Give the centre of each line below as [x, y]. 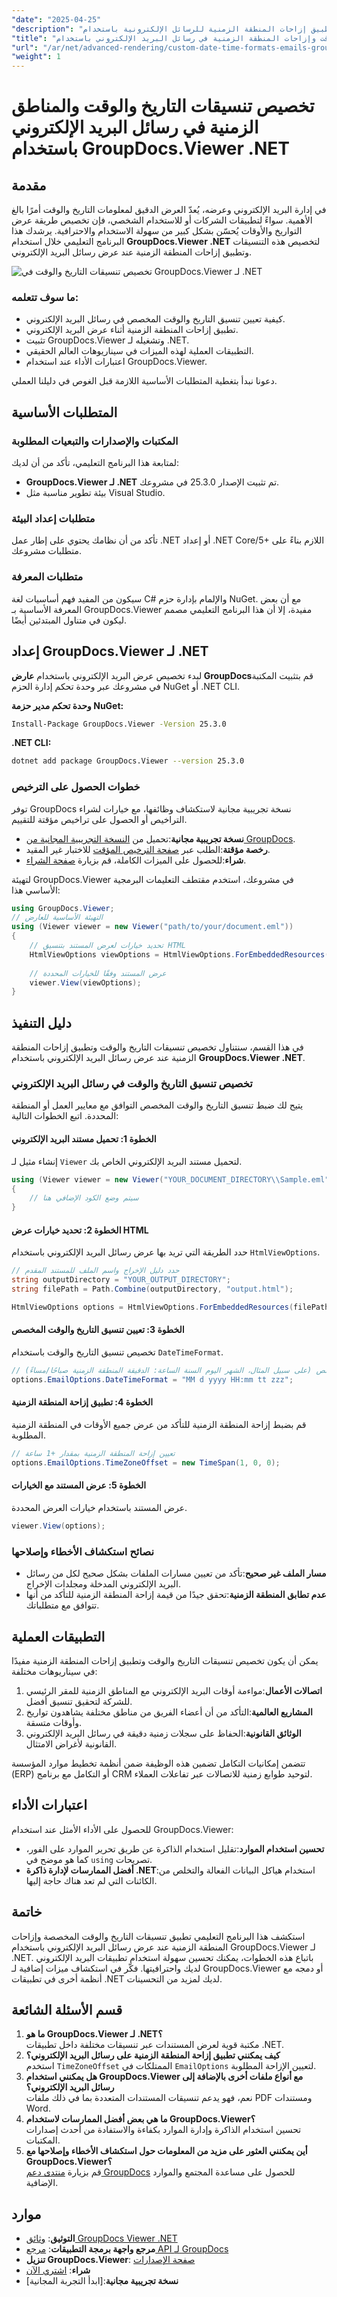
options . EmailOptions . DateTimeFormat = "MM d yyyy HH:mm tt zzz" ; [152, 1379]
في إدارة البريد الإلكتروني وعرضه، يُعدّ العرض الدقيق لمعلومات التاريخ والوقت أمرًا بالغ [169, 210]
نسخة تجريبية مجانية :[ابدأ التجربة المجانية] [102, 2281]
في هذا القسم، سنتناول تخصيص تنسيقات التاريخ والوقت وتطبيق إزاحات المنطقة [157, 1047]
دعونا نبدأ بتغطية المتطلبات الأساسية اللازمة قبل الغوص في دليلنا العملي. [144, 381]
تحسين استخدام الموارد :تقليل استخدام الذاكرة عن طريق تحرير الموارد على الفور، [175, 1848]
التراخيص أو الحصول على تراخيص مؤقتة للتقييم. [99, 819]
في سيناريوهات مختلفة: [54, 1671]
